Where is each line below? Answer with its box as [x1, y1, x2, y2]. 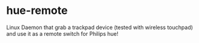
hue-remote [6, 4, 68, 18]
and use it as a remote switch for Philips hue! [6, 30, 119, 37]
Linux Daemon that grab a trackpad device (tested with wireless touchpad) [6, 24, 193, 31]
